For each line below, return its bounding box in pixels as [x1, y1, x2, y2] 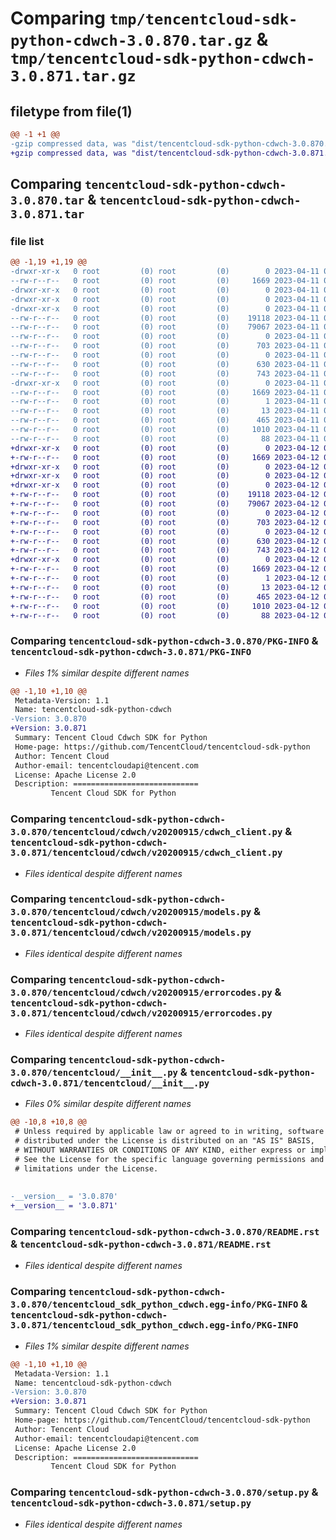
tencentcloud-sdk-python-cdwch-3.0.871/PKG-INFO [10, 647, 252, 658]
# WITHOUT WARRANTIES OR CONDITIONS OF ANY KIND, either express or [14, 1145, 307, 1156]
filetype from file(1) [10, 103, 133, 120]
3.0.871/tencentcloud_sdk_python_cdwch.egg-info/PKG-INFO [10, 1320, 299, 1331]
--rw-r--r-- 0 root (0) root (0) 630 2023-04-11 [10, 359, 320, 369]
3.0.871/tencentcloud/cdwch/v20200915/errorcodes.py [10, 1007, 273, 1019]
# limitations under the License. [14, 1163, 159, 1174]
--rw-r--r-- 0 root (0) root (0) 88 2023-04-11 [10, 433, 320, 444]
